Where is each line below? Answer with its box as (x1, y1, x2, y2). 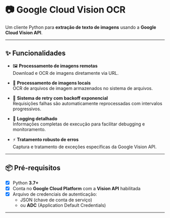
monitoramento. (12, 126, 46, 132)
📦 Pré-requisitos (5, 164, 61, 172)
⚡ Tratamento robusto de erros (12, 136, 79, 142)
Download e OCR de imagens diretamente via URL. (12, 70, 119, 76)
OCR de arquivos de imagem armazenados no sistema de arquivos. (12, 85, 153, 91)
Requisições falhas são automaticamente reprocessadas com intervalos (12, 100, 163, 106)
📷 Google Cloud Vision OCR (5, 4, 125, 16)
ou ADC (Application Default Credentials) (20, 202, 106, 208)
